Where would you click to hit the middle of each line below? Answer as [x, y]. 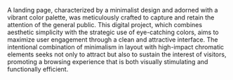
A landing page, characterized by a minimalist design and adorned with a [113, 10]
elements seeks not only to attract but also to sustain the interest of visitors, [117, 54]
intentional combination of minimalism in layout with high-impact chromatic [116, 47]
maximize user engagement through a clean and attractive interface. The [113, 40]
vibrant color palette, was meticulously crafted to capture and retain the [111, 17]
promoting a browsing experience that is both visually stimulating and [108, 62]
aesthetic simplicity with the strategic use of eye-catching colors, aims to [113, 32]
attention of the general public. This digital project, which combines [105, 25]
